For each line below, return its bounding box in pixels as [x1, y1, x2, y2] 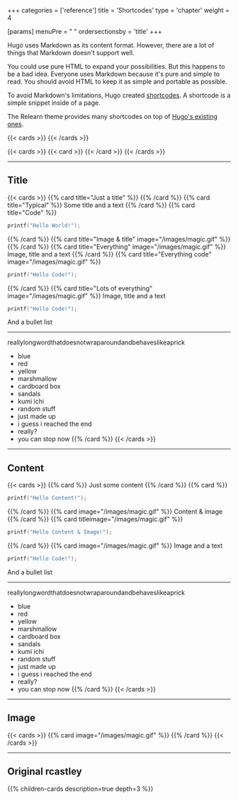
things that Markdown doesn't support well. [7, 49, 135, 57]
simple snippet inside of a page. [7, 98, 101, 107]
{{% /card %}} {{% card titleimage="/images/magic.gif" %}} [7, 515, 183, 524]
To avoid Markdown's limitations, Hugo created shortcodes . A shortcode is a [7, 91, 231, 99]
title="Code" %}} [7, 208, 57, 217]
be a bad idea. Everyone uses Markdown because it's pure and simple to [7, 70, 220, 78]
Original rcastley [7, 765, 83, 778]
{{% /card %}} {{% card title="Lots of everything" [7, 283, 153, 293]
